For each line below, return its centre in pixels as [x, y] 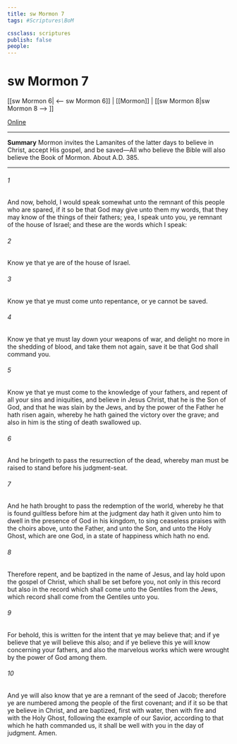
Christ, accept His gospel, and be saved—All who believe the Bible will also [116, 150]
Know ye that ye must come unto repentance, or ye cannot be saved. [108, 301]
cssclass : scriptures [39, 33]
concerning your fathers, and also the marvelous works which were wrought [118, 650]
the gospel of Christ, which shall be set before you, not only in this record [114, 581]
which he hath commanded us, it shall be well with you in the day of [106, 726]
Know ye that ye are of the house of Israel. [69, 263]
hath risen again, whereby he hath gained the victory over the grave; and [113, 415]
